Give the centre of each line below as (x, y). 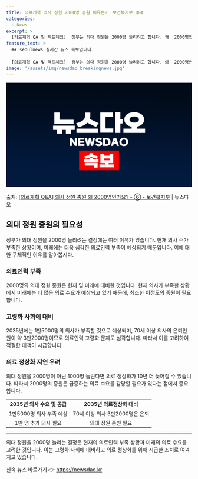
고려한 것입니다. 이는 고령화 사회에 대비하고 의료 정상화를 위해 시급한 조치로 (93, 450)
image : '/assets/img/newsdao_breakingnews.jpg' (66, 68)
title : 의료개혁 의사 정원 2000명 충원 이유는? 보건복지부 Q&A (75, 12)
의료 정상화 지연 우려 (33, 362)
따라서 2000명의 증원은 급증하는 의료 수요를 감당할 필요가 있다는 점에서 (96, 383)
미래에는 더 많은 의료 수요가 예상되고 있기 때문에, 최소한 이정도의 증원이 (99, 293)
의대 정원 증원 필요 (111, 423)
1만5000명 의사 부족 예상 (38, 413)
